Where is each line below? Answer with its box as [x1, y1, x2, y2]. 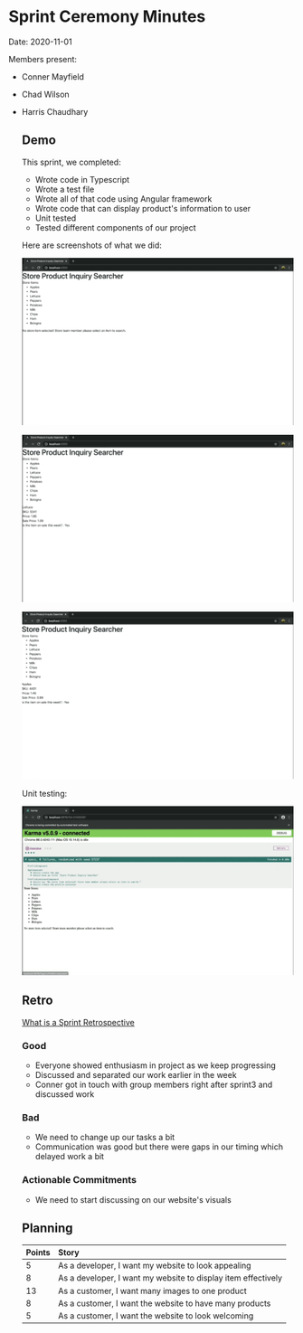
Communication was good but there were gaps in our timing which [34, 1141, 284, 1152]
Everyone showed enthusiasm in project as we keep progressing [34, 1060, 277, 1071]
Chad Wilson [21, 89, 70, 99]
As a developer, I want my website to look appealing [57, 1260, 251, 1272]
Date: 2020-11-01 [8, 36, 73, 47]
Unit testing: [21, 789, 68, 799]
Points [25, 1246, 51, 1258]
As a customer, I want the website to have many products [57, 1298, 271, 1309]
